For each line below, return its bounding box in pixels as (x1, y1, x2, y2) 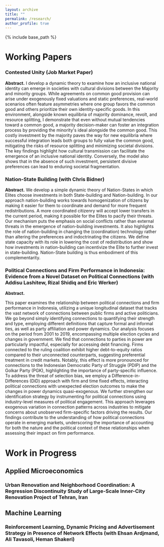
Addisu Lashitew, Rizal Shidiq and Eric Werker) (5, 279, 118, 286)
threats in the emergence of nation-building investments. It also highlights (5, 224, 154, 230)
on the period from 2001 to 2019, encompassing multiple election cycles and (5, 331, 159, 337)
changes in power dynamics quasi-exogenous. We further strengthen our (5, 389, 153, 394)
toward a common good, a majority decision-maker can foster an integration (5, 122, 159, 128)
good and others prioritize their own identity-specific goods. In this (5, 106, 141, 112)
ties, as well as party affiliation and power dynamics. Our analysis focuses (5, 326, 154, 332)
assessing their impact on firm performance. (5, 430, 95, 436)
